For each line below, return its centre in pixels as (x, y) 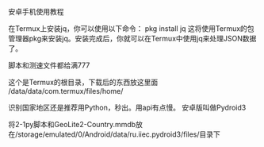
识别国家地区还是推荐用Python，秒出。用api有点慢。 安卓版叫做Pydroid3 (127, 107)
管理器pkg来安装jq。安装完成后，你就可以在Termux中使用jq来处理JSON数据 (132, 39)
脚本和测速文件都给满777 (49, 65)
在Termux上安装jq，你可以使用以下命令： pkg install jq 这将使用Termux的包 (132, 29)
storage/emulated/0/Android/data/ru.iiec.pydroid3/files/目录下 (119, 134)
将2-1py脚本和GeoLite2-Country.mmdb (72, 124)
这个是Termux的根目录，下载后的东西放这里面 (83, 82)
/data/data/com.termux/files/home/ (66, 91)
